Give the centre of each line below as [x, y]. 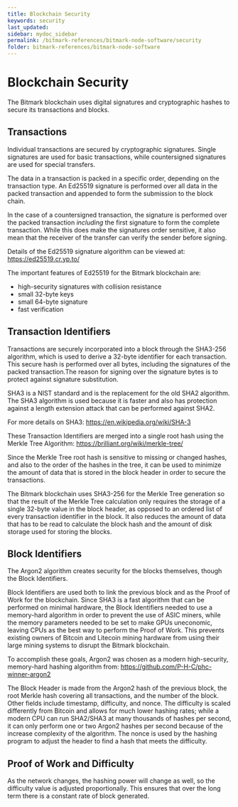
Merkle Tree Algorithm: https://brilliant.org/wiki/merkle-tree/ [95, 443]
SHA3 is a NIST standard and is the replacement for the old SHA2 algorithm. [119, 393]
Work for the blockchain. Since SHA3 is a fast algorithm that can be [106, 600]
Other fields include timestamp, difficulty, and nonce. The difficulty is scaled [119, 704]
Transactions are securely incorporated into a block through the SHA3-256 [117, 349]
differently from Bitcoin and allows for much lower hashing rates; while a [113, 711]
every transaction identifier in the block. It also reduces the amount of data [117, 516]
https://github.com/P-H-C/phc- [166, 667]
